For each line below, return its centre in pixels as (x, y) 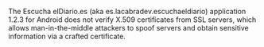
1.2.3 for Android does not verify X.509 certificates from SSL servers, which (132, 20)
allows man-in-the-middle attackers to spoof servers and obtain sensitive (128, 28)
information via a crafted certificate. (67, 36)
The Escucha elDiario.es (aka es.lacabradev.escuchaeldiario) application (127, 11)
